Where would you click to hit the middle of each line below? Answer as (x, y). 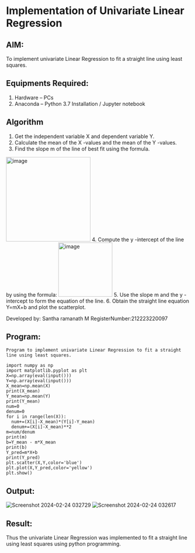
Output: (20, 491)
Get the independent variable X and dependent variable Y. (84, 136)
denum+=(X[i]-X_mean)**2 (41, 427)
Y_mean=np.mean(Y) (28, 396)
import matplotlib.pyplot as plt (47, 371)
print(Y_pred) (23, 458)
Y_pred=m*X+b (22, 453)
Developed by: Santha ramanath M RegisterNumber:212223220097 (87, 318)
